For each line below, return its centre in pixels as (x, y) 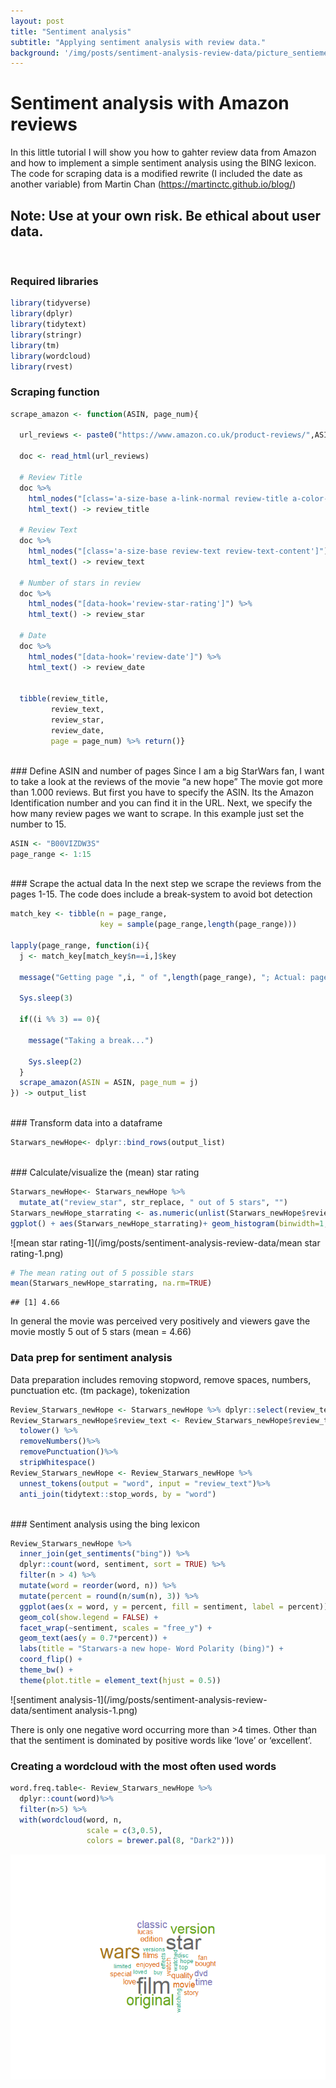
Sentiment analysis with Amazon (150, 103)
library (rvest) (42, 366)
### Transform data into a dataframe (86, 1123)
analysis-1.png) (106, 1710)
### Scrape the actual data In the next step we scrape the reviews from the (166, 884)
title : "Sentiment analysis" (71, 31)
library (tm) (35, 345)
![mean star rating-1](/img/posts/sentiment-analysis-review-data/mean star (165, 1242)
